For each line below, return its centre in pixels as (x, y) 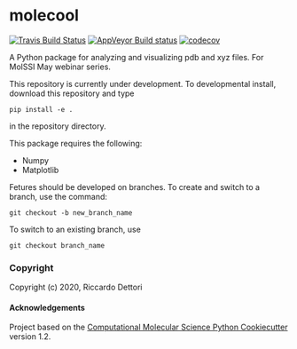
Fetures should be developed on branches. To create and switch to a (134, 186)
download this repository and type (72, 93)
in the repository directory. (58, 126)
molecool (44, 16)
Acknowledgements (47, 307)
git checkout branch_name (57, 245)
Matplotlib (40, 170)
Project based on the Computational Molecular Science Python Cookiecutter (148, 327)
